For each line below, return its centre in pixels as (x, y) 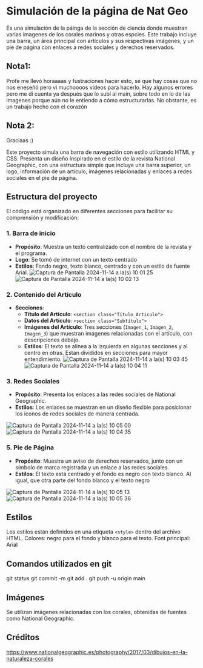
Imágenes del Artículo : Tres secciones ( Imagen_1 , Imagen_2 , (99, 327)
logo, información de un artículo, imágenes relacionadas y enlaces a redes (99, 171)
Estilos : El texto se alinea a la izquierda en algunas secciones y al (106, 346)
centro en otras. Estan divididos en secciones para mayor (96, 352)
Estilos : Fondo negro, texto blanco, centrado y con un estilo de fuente (102, 266)
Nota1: (19, 66)
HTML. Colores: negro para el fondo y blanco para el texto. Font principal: (98, 538)
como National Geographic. (41, 618)
